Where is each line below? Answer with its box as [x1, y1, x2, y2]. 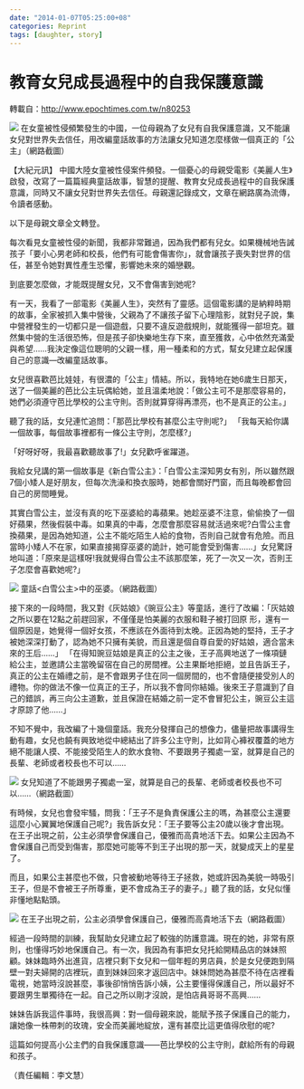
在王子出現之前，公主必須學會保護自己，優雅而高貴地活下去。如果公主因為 [9, 830, 287, 841]
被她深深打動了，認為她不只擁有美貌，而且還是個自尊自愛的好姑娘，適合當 [9, 636, 287, 647]
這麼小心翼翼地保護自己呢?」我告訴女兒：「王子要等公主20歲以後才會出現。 [9, 818, 290, 829]
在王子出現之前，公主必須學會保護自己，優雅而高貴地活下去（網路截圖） [20, 913, 290, 924]
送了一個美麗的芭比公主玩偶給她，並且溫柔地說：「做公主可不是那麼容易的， [9, 386, 291, 396]
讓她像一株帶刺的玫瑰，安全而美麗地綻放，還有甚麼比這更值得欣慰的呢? [9, 1020, 276, 1031]
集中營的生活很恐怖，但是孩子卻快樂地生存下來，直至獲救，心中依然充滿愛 [16, 332, 295, 343]
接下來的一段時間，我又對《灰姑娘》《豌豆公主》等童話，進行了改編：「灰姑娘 [9, 603, 295, 614]
